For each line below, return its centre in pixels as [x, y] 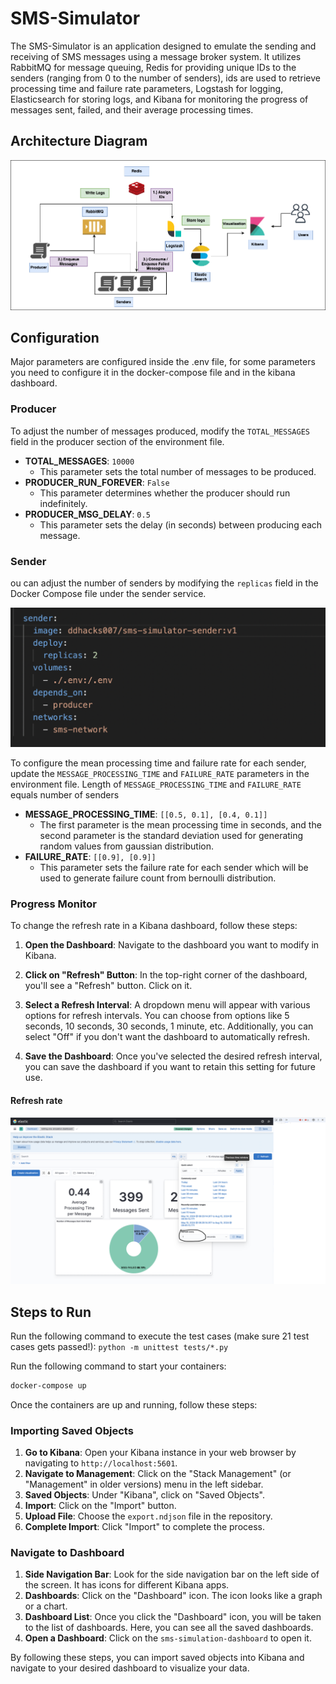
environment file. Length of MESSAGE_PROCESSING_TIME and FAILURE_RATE [156, 784]
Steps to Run [51, 1312]
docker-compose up [48, 1385]
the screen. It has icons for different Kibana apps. [127, 1585]
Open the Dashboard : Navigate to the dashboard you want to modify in [172, 945]
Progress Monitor [53, 904]
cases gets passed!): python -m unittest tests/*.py [119, 1346]
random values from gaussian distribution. [127, 846]
